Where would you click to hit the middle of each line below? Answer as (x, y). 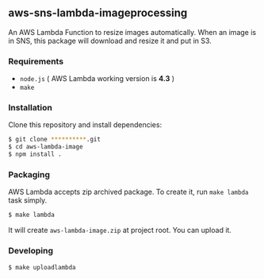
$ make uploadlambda (42, 267)
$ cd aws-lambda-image (46, 147)
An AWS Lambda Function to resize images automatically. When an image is (132, 32)
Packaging (29, 174)
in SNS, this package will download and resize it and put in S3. (110, 41)
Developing (31, 251)
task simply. (28, 200)
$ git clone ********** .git (55, 139)
